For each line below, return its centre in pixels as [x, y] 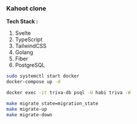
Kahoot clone [26, 8]
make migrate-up [27, 109]
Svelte [23, 33]
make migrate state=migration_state [52, 104]
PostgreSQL [30, 65]
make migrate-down [29, 115]
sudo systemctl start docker [43, 76]
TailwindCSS [31, 46]
